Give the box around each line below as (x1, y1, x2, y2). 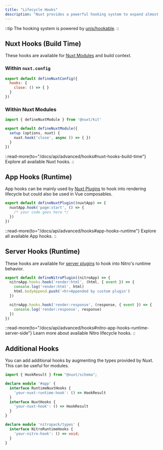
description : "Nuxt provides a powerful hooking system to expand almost (5, 12, 159, 17)
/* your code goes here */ (14, 210, 69, 215)
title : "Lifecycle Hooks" (5, 7, 58, 12)
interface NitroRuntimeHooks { (9, 426, 73, 431)
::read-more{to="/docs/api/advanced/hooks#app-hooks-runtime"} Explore (5, 227, 157, 234)
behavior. (5, 265, 24, 271)
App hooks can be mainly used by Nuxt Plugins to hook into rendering (5, 186, 146, 192)
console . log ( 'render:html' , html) (14, 284, 84, 289)
